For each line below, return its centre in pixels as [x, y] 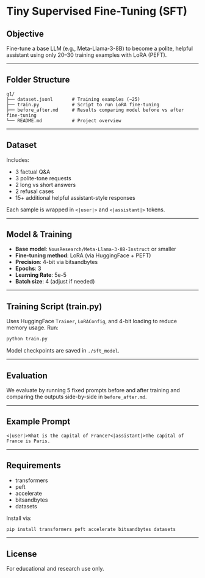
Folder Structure [38, 80]
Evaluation [27, 375]
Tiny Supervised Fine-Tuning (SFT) [97, 11]
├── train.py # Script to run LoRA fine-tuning [83, 104]
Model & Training [39, 234]
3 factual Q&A [33, 172]
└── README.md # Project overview [64, 120]
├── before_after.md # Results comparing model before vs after [95, 110]
